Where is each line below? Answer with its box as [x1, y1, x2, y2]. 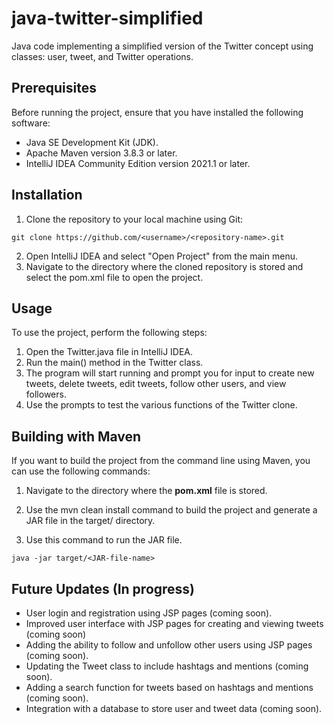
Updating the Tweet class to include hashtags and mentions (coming [25, 660, 309, 672]
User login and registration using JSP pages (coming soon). [25, 607, 273, 619]
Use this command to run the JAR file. [25, 534, 183, 546]
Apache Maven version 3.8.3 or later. [25, 147, 178, 159]
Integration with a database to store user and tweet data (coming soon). [25, 703, 323, 714]
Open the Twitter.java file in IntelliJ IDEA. [25, 346, 194, 358]
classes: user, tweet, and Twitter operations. [11, 50, 194, 62]
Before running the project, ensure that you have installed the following [11, 106, 304, 118]
